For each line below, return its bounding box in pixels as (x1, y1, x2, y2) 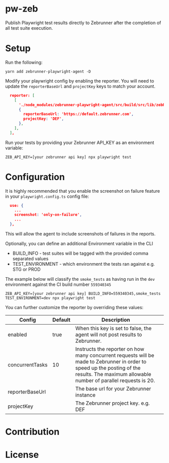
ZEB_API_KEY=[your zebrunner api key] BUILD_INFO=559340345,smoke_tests (5, 291, 161, 296)
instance (75, 392, 96, 399)
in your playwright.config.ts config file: (5, 193, 90, 199)
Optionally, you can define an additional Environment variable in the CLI (5, 241, 153, 247)
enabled (8, 331, 27, 338)
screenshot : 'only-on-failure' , (14, 212, 82, 217)
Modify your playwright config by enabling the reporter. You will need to (5, 78, 154, 84)
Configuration (5, 171, 65, 183)
